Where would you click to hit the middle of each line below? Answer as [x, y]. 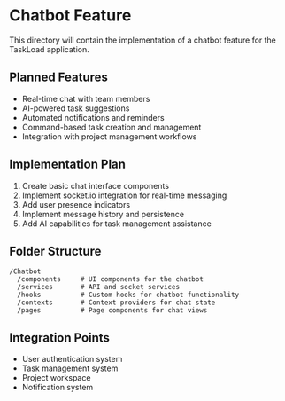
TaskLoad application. [50, 49]
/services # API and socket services [98, 287]
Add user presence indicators [76, 204]
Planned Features [59, 78]
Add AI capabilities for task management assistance [117, 224]
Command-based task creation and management [112, 127]
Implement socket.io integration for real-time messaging [124, 195]
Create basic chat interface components [96, 185]
